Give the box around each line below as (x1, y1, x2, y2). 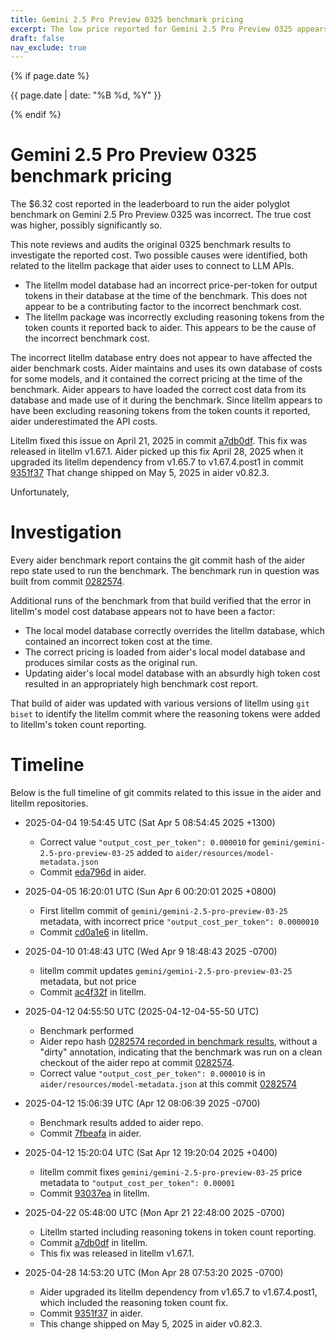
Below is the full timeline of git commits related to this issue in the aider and (10, 787, 322, 799)
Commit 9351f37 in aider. (39, 1307, 143, 1320)
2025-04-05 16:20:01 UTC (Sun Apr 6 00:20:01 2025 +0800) (24, 886, 277, 898)
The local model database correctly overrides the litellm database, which (24, 625, 325, 637)
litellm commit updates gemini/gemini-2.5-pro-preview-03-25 (39, 965, 293, 977)
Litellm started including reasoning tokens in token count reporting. (39, 1226, 317, 1238)
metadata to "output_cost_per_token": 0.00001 (39, 1177, 236, 1189)
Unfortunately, (10, 486, 70, 498)
